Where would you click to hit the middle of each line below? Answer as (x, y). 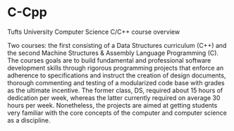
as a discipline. (29, 120)
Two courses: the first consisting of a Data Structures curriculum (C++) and (117, 45)
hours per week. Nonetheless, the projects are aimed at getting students (112, 105)
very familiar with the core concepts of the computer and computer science (117, 113)
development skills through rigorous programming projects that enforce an (116, 68)
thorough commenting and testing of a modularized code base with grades (116, 82)
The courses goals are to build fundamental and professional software (109, 60)
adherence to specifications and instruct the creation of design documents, (117, 75)
